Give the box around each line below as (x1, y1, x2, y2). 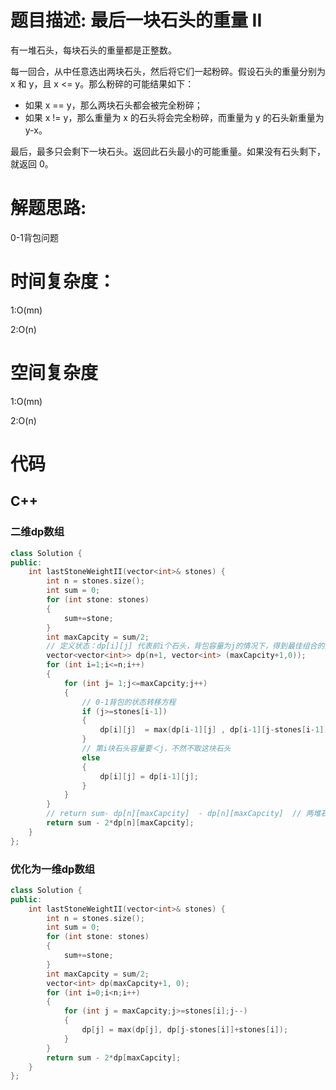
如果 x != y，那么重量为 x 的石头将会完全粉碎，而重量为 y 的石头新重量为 (24, 111, 325, 123)
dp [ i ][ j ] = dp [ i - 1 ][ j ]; (99, 771, 199, 781)
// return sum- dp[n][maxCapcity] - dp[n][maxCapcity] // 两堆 (46, 809, 322, 819)
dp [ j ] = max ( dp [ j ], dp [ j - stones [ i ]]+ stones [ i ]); (81, 1025, 289, 1035)
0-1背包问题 (10, 231, 59, 243)
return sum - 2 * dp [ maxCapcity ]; (46, 1052, 182, 1063)
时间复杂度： (10, 271, 117, 293)
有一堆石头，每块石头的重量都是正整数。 (10, 44, 177, 56)
